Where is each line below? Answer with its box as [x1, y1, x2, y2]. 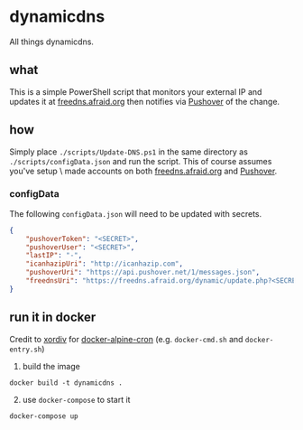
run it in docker [9, 310, 96, 325]
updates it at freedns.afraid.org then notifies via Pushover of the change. [9, 96, 280, 107]
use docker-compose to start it [22, 394, 131, 405]
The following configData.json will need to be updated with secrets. [9, 208, 262, 219]
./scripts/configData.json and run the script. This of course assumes [9, 155, 272, 166]
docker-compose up [9, 411, 78, 421]
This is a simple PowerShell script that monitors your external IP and [9, 86, 262, 97]
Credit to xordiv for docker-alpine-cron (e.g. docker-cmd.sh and [9, 333, 243, 344]
